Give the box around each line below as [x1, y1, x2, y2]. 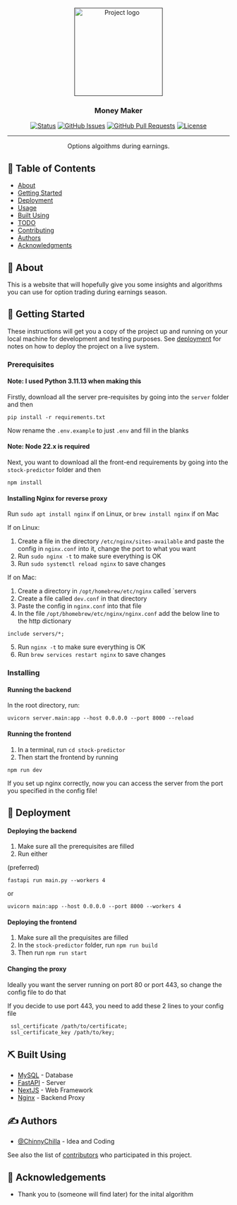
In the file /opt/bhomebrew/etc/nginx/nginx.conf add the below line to [17, 610, 220, 618]
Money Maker [94, 105, 143, 115]
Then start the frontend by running [17, 753, 119, 761]
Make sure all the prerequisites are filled [17, 842, 135, 851]
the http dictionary [17, 617, 72, 625]
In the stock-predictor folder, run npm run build [17, 941, 158, 950]
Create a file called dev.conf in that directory [17, 594, 147, 603]
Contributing [17, 226, 54, 235]
